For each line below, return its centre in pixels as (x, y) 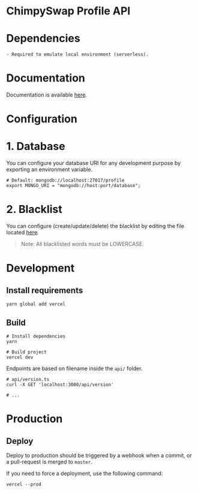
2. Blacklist (34, 210)
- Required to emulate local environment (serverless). (77, 55)
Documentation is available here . (46, 95)
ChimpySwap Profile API (68, 11)
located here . (22, 233)
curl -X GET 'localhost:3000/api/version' (60, 384)
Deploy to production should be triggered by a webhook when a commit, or (99, 455)
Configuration (42, 119)
